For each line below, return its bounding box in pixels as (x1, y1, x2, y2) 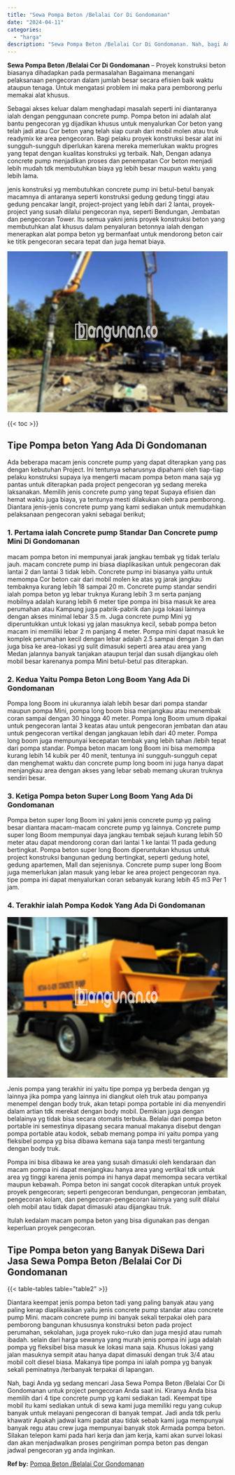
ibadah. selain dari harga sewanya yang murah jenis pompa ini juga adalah (7, 1335, 222, 1344)
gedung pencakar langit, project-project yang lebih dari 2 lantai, (7, 200, 191, 208)
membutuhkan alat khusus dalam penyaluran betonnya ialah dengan (7, 222, 204, 231)
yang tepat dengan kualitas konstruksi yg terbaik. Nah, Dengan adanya (7, 149, 211, 158)
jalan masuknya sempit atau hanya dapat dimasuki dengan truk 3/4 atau (7, 1351, 215, 1359)
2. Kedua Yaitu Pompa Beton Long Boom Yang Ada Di (7, 674, 190, 684)
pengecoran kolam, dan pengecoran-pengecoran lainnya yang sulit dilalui (7, 1195, 220, 1203)
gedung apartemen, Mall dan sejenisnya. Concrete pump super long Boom (7, 860, 222, 869)
